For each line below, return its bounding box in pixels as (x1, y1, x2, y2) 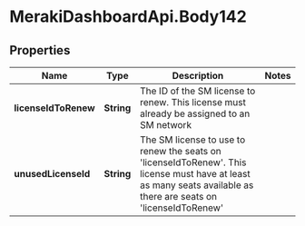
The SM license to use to (139, 133, 246, 146)
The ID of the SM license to (139, 84, 256, 97)
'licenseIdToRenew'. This (139, 156, 247, 169)
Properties (9, 43, 71, 58)
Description (172, 70, 224, 82)
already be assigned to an (139, 107, 251, 120)
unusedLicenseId (14, 168, 91, 180)
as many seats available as (139, 179, 254, 192)
